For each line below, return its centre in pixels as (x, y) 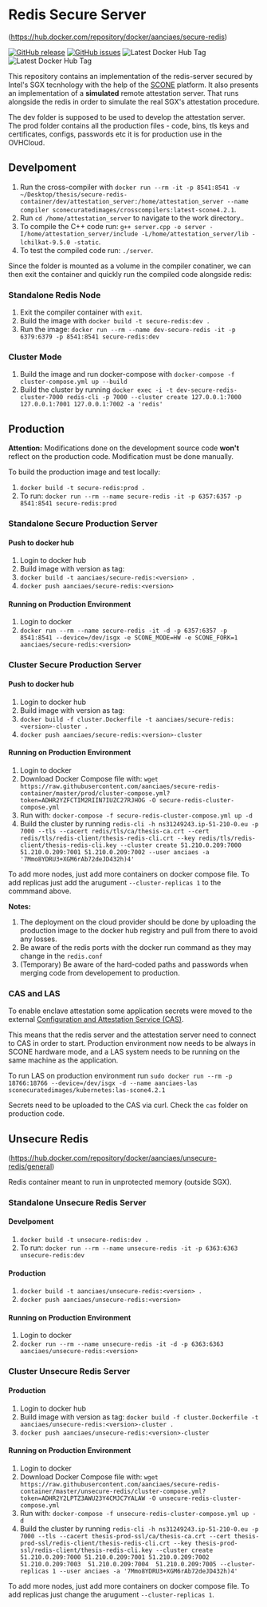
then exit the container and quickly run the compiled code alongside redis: (130, 274)
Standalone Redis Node (55, 295)
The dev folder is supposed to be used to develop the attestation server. (127, 117)
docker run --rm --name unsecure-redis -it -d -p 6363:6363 (122, 1344)
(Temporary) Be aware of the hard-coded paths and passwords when (134, 964)
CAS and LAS (35, 993)
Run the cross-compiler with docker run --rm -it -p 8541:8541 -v (130, 187)
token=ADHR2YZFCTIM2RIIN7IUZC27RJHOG (82, 800)
